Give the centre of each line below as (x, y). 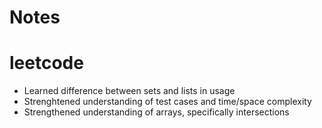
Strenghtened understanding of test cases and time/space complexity (167, 102)
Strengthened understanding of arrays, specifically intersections (156, 112)
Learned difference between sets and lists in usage (129, 91)
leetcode (46, 63)
